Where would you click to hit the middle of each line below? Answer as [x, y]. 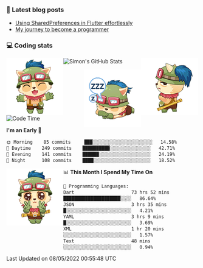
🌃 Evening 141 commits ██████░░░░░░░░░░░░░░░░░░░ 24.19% [91, 154]
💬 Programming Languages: [96, 186]
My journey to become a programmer [62, 29]
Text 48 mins [107, 241]
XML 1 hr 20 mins [114, 229]
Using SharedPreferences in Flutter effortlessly [74, 23]
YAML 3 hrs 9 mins [114, 217]
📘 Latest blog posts [35, 10]
